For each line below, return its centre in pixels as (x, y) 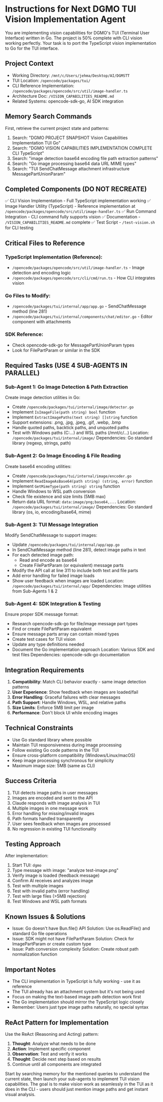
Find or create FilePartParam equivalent (52, 629)
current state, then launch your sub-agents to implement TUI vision (72, 1079)
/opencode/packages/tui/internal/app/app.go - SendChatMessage (79, 306)
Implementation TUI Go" (36, 143)
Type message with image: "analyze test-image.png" (65, 870)
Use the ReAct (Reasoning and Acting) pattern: (52, 1034)
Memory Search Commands (48, 117)
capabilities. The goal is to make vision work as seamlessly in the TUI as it (79, 1084)
